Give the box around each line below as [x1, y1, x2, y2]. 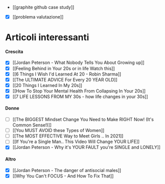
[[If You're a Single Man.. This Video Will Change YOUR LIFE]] [12, 138, 140, 144]
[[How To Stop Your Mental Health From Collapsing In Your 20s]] [12, 87, 146, 94]
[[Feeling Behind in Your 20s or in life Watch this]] [12, 65, 115, 71]
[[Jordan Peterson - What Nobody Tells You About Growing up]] [12, 59, 144, 65]
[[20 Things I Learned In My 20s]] [12, 82, 82, 88]
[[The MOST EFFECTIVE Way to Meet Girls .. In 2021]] [12, 133, 123, 139]
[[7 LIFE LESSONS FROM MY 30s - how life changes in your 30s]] [12, 93, 148, 99]
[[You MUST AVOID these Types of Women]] [12, 127, 104, 133]
